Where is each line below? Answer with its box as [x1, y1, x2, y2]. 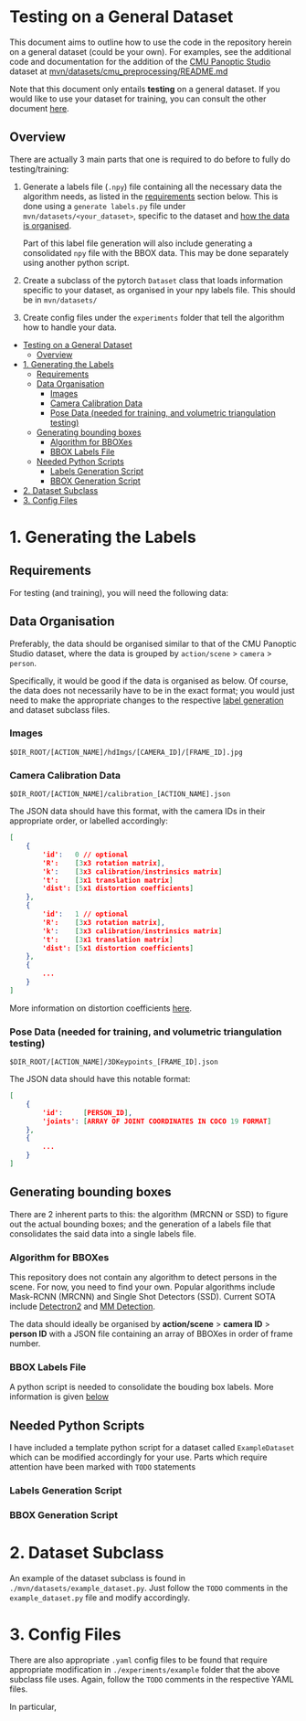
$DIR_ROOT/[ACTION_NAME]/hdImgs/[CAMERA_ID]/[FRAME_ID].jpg [9, 748, 244, 757]
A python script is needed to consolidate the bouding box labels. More [9, 1382, 274, 1393]
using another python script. [22, 257, 130, 268]
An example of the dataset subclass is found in [9, 1572, 185, 1583]
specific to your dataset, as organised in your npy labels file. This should [22, 284, 296, 295]
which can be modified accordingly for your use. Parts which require [9, 1451, 268, 1463]
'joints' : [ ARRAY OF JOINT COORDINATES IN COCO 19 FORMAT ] [42, 1117, 272, 1126]
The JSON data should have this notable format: [9, 1074, 191, 1085]
